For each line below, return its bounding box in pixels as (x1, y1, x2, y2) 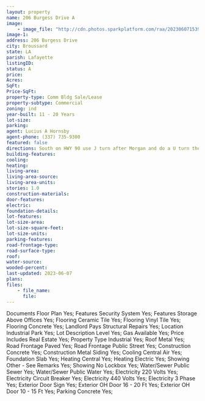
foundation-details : (6, 208, 59, 214)
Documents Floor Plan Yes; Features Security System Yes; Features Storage (6, 310, 197, 317)
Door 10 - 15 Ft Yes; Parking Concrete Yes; (6, 388, 113, 395)
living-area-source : (6, 174, 59, 180)
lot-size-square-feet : (6, 225, 64, 231)
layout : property (6, 9, 51, 15)
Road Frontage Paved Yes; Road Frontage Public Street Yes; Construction (6, 342, 191, 350)
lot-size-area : (6, 219, 45, 226)
